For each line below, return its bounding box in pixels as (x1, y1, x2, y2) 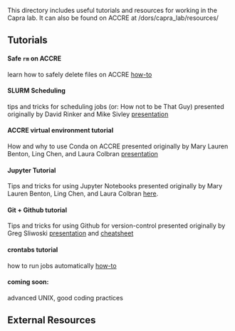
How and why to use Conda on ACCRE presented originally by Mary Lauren (7, 142, 229, 151)
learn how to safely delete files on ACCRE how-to (7, 70, 152, 78)
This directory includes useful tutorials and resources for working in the (7, 6, 217, 14)
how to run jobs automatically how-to (7, 261, 117, 270)
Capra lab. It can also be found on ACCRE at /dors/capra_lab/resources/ (7, 14, 219, 22)
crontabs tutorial (7, 245, 58, 254)
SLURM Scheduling (7, 86, 66, 95)
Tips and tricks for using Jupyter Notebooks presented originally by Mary (7, 182, 223, 190)
